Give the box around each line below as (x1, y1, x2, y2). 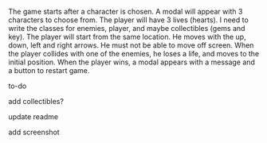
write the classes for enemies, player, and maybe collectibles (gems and (8, 24, 245, 33)
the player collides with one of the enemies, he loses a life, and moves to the (8, 49, 260, 58)
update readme (8, 112, 59, 122)
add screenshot (8, 127, 60, 137)
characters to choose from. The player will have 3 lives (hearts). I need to (8, 15, 249, 25)
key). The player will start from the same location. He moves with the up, (8, 32, 246, 41)
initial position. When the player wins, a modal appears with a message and (8, 57, 255, 67)
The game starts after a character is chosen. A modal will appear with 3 (8, 7, 243, 16)
